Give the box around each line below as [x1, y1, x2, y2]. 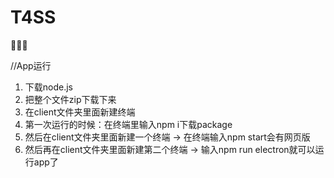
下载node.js [24, 81, 74, 93]
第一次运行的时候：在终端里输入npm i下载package [24, 118, 233, 130]
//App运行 [10, 59, 52, 71]
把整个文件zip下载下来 [24, 93, 117, 105]
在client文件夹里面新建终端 [24, 106, 136, 118]
